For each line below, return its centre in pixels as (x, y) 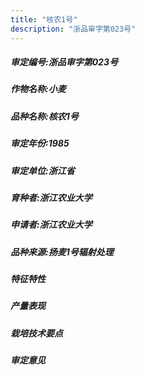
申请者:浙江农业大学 (51, 225)
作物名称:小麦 (38, 89)
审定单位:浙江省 (42, 170)
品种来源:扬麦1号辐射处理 (62, 252)
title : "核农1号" (44, 19)
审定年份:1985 (40, 143)
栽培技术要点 (36, 333)
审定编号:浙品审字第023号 (64, 62)
